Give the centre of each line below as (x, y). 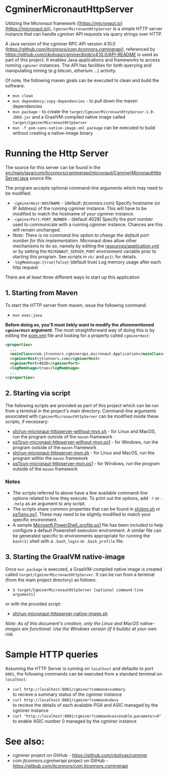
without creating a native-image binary (53, 133)
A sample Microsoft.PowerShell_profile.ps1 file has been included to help (88, 525)
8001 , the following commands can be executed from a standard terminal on (84, 674)
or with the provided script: (33, 603)
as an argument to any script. (55, 504)
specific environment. (35, 519)
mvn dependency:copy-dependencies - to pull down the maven (75, 101)
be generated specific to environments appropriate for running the (81, 535)
